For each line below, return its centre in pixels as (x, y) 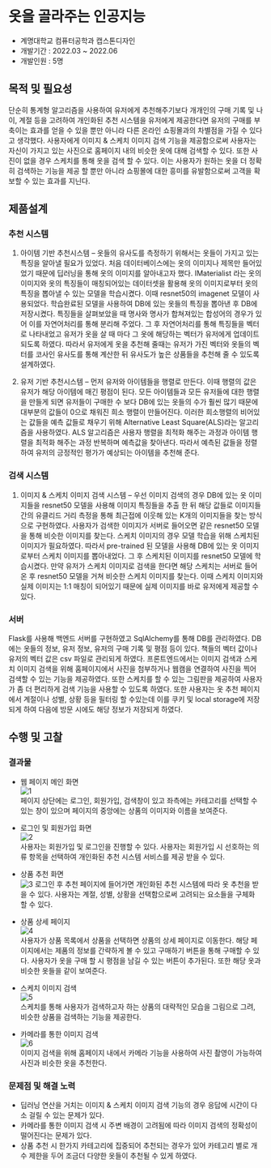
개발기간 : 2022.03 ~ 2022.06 (69, 50)
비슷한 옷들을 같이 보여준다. (64, 970)
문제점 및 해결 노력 (42, 1085)
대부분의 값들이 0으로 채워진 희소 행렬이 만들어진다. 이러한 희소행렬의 (129, 412)
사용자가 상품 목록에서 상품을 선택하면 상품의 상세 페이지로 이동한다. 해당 (134, 940)
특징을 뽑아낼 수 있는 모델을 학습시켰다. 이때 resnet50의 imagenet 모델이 (135, 293)
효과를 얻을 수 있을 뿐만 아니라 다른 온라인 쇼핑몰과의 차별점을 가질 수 (139, 130)
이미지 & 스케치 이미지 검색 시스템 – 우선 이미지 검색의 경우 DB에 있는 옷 (133, 494)
